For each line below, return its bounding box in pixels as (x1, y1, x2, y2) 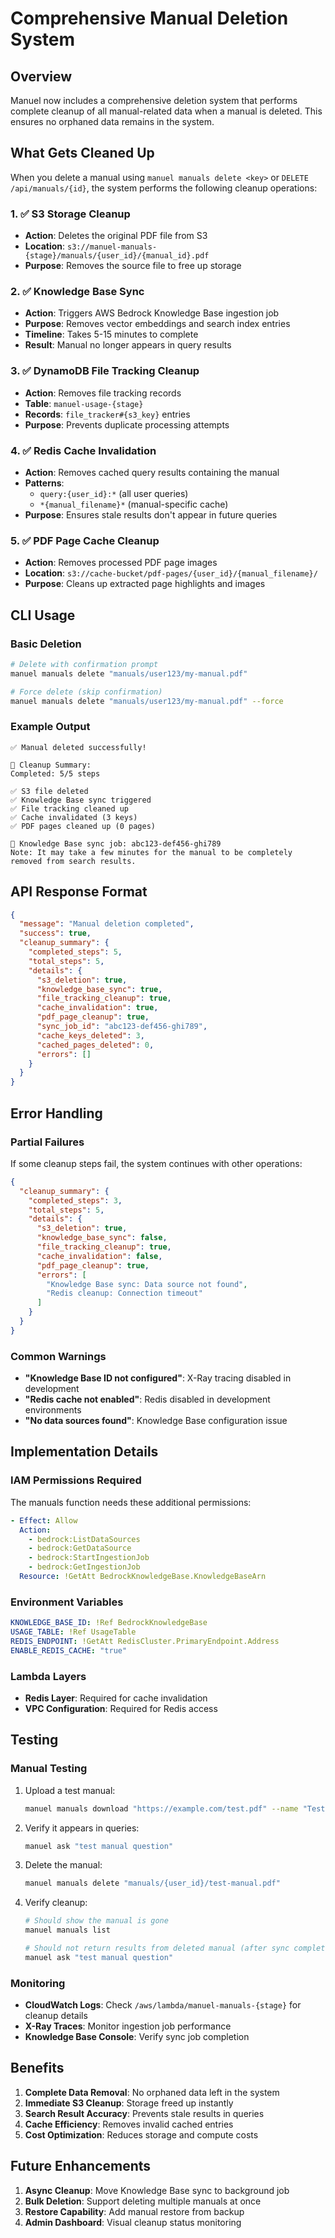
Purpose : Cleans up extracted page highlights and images (24, 578, 266, 590)
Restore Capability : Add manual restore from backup (24, 2205, 245, 2217)
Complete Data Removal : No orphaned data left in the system (24, 2086, 280, 2098)
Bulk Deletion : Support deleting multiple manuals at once (24, 2195, 262, 2207)
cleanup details (24, 2010, 88, 2022)
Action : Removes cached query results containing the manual (24, 467, 280, 478)
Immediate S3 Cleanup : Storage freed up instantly (24, 2097, 234, 2109)
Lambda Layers (10, 1669, 87, 1683)
